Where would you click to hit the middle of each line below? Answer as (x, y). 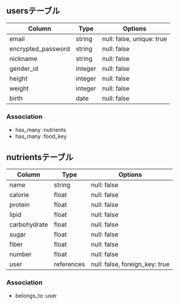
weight (19, 88)
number (21, 254)
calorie (19, 195)
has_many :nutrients (40, 130)
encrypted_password (40, 49)
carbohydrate (29, 224)
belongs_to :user (36, 296)
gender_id (24, 68)
